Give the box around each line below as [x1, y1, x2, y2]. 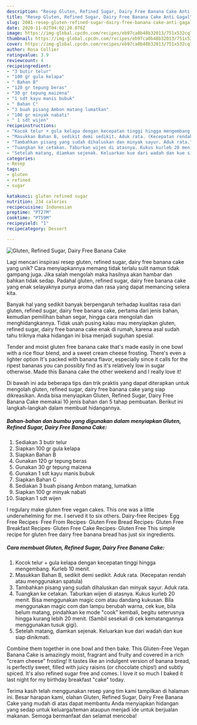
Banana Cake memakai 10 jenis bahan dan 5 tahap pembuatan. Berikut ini [6, 398, 184, 405]
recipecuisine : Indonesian [6, 204, 72, 210]
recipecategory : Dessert [6, 226, 67, 232]
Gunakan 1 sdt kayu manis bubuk [15, 469, 95, 477]
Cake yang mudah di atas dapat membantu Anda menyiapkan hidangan [6, 700, 179, 707]
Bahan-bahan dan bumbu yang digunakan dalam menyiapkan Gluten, [6, 418, 182, 425]
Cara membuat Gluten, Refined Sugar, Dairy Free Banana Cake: [6, 544, 165, 551]
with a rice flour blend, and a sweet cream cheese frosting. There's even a [6, 349, 186, 356]
